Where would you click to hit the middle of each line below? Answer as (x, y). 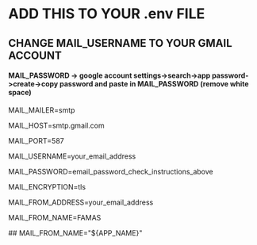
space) (20, 93)
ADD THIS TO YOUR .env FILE (107, 14)
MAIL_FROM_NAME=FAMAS (55, 217)
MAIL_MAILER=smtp (42, 110)
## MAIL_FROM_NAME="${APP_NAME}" (75, 233)
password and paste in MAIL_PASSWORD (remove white (154, 84)
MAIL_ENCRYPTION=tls (47, 186)
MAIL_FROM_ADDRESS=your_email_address (81, 202)
